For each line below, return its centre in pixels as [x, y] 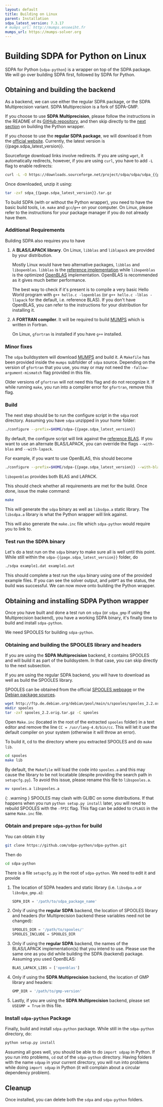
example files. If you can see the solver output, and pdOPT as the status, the [80, 580]
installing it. [24, 310]
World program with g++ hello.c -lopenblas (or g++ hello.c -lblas [80, 294]
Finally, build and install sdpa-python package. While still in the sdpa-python [80, 1029]
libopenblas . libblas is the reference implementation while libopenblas [83, 270]
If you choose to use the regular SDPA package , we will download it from [78, 136]
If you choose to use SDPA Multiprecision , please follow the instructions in [80, 116]
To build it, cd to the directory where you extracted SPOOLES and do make [79, 741]
